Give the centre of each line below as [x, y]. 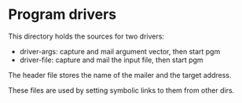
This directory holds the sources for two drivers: [86, 36]
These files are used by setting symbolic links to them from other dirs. [121, 90]
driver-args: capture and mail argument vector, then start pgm [120, 51]
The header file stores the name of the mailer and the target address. [120, 75]
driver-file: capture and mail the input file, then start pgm [111, 60]
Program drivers [62, 15]
